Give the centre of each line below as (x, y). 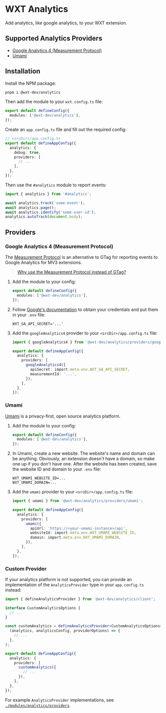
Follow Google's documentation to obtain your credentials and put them (85, 309)
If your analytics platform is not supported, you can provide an (69, 579)
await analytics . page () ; (31, 208)
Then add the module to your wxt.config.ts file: (54, 102)
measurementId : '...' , (54, 374)
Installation (23, 71)
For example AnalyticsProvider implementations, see (60, 700)
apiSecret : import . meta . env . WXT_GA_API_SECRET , (80, 369)
